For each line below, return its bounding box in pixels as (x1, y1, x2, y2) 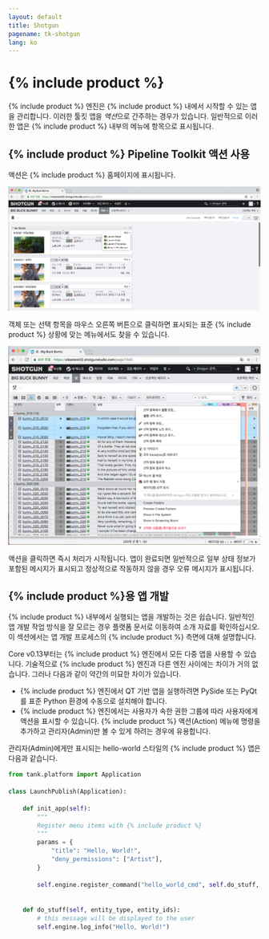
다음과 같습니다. (8, 754, 58, 763)
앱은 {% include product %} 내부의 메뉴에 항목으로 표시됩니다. (16, 121, 215, 132)
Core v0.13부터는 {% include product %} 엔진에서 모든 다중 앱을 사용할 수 (8, 649, 243, 659)
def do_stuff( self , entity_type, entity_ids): (22, 906, 181, 914)
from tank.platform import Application (8, 770, 142, 778)
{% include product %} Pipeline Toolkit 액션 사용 (8, 147, 250, 161)
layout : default (8, 13, 62, 21)
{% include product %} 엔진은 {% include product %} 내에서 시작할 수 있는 (8, 101, 249, 112)
